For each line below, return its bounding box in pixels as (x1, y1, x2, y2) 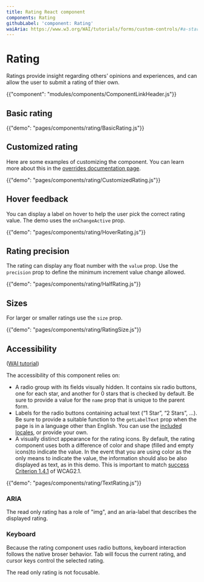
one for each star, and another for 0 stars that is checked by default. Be (15, 390, 194, 398)
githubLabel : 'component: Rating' (6, 20, 94, 26)
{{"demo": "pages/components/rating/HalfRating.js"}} (6, 281, 141, 288)
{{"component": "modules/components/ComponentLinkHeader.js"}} (6, 91, 177, 98)
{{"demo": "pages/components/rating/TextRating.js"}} (6, 479, 141, 487)
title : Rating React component (6, 9, 86, 15)
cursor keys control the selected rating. (6, 556, 105, 564)
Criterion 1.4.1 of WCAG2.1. (15, 468, 82, 475)
